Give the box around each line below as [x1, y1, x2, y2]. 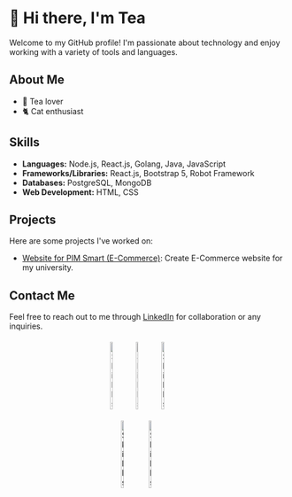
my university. [21, 262, 73, 273]
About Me [9, 73, 65, 88]
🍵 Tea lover [21, 96, 64, 106]
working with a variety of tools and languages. [9, 46, 179, 57]
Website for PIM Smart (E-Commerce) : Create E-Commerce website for [21, 252, 283, 264]
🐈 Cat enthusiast [21, 105, 84, 116]
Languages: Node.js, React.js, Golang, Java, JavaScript [21, 159, 227, 169]
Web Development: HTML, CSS [21, 186, 139, 198]
